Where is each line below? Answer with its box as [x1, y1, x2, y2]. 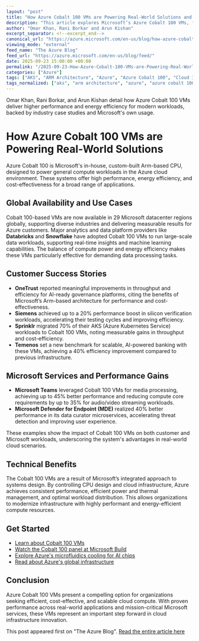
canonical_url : [6, 36, 44, 42]
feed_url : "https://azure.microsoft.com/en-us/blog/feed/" [6, 53, 155, 59]
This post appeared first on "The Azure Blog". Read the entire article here [6, 627, 185, 634]
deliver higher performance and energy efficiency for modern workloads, [6, 103, 185, 110]
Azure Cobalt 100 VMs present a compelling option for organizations [6, 591, 174, 598]
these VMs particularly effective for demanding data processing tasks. [6, 251, 178, 258]
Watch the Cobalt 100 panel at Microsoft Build [14, 546, 127, 553]
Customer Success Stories [6, 269, 107, 279]
